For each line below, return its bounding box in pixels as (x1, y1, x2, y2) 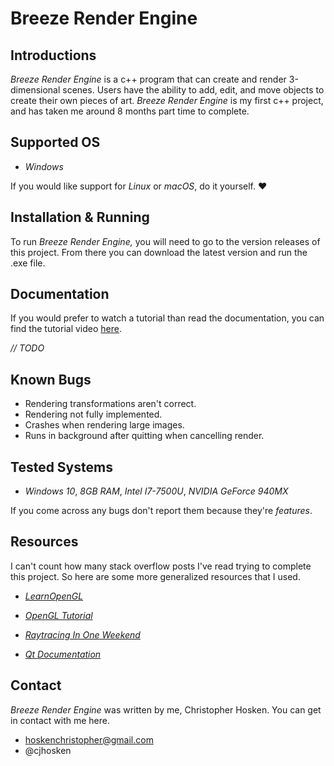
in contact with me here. (10, 714, 110, 726)
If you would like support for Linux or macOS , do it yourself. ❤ (10, 180, 268, 192)
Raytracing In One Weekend (24, 628, 141, 641)
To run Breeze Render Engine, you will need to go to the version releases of (10, 235, 321, 247)
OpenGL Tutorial (24, 609, 93, 621)
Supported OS (10, 134, 101, 151)
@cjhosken (24, 744, 72, 756)
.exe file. (10, 257, 46, 269)
